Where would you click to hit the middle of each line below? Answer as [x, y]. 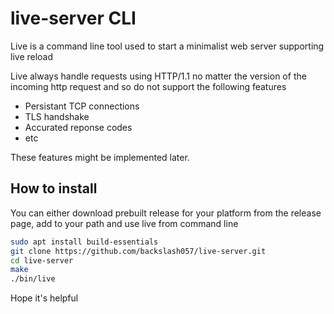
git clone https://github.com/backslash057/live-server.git [138, 251]
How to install [54, 188]
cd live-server [42, 260]
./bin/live [33, 279]
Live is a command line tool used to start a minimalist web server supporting [167, 46]
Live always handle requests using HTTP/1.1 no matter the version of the [158, 76]
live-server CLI [73, 18]
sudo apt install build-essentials [84, 242]
